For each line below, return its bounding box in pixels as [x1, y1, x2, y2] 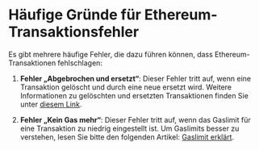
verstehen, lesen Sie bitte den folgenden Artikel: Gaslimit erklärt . [19, 131, 235, 142]
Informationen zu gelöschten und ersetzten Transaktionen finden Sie [19, 90, 249, 100]
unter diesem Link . [19, 99, 82, 109]
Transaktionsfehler [8, 23, 140, 41]
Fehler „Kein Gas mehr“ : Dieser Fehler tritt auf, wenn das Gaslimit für [19, 115, 252, 124]
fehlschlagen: [57, 58, 103, 68]
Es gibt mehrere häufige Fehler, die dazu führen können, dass [8, 49, 214, 59]
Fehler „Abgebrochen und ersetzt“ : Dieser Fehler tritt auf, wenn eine [19, 73, 252, 83]
